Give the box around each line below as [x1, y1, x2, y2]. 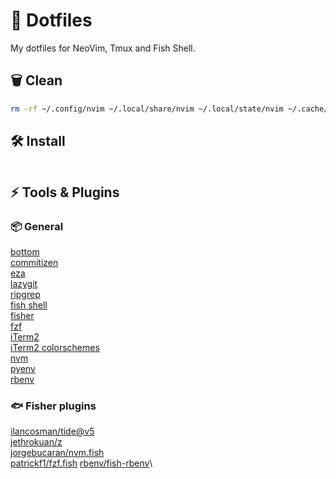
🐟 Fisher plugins [10, 399, 97, 413]
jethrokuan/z [10, 436, 63, 448]
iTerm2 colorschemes [10, 342, 100, 354]
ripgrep [10, 289, 41, 301]
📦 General [10, 219, 64, 233]
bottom [10, 246, 40, 258]
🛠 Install [10, 133, 66, 150]
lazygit [10, 278, 38, 290]
